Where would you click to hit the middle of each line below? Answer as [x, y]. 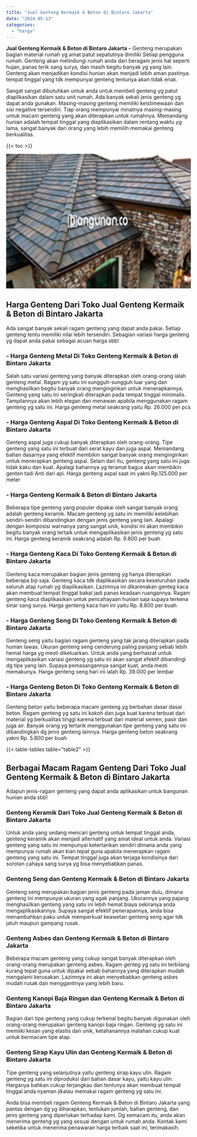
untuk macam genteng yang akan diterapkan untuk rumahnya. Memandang [97, 116]
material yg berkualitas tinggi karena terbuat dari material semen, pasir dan [97, 719]
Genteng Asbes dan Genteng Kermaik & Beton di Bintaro [87, 938]
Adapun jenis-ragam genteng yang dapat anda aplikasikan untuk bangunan [97, 791]
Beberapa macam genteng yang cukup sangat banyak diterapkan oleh [91, 958]
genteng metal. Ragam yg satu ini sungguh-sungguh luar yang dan [86, 382]
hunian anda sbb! [27, 797]
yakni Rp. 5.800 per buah [37, 738]
